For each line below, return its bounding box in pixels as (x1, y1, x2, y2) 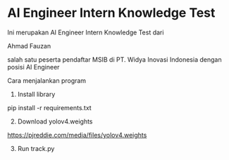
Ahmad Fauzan (7, 41, 51, 50)
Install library (17, 90, 56, 98)
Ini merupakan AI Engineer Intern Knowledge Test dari (7, 28, 164, 36)
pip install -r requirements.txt (7, 103, 92, 112)
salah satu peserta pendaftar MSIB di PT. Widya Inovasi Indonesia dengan (7, 55, 222, 64)
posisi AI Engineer (7, 62, 60, 71)
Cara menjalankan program (7, 76, 87, 85)
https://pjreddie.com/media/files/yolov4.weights (7, 131, 147, 139)
